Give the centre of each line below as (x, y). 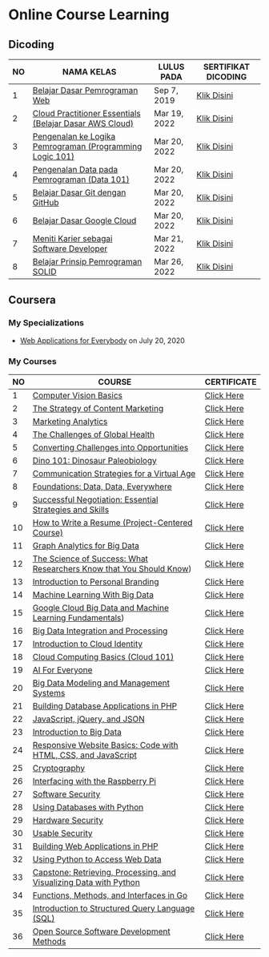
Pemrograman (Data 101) (81, 180)
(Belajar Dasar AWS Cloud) (83, 123)
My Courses (33, 361)
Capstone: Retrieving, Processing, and (104, 872)
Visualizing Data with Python (86, 882)
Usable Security (62, 833)
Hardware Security (68, 820)
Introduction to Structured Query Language (114, 908)
